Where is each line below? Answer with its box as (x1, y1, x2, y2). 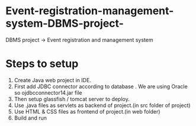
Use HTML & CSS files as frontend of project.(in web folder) (14, 108, 160, 115)
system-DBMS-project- (5, 17, 124, 30)
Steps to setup (5, 57, 79, 70)
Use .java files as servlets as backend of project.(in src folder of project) (14, 102, 191, 109)
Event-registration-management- (5, 4, 174, 18)
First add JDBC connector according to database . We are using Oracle (14, 83, 188, 90)
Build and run (14, 114, 47, 121)
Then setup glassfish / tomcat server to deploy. (14, 95, 130, 102)
